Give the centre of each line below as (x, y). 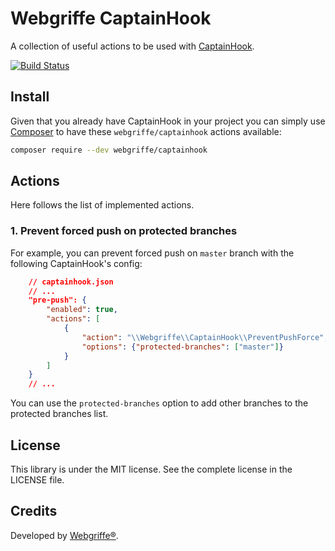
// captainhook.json (71, 282)
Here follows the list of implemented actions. (102, 205)
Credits (34, 511)
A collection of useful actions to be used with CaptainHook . (132, 46)
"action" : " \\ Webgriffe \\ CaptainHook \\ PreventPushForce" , (205, 337)
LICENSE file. (37, 480)
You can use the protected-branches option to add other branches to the (159, 403)
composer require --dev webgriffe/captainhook (109, 150)
